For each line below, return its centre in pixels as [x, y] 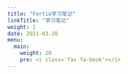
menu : [15, 40]
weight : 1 [22, 27]
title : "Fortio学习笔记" [41, 14]
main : [22, 47]
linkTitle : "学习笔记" [38, 20]
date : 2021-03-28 [33, 33]
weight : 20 [36, 54]
